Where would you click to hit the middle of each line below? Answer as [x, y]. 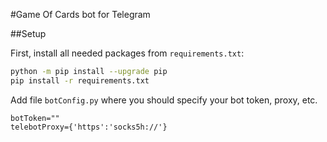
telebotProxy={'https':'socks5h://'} [89, 127]
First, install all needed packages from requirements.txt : [127, 53]
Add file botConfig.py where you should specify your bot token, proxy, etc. [164, 100]
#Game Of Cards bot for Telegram [80, 14]
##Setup [28, 33]
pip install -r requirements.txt [80, 80]
